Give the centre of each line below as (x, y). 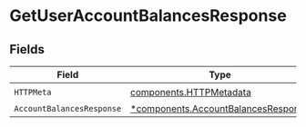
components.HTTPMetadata (191, 92)
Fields (27, 49)
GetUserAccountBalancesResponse (148, 16)
